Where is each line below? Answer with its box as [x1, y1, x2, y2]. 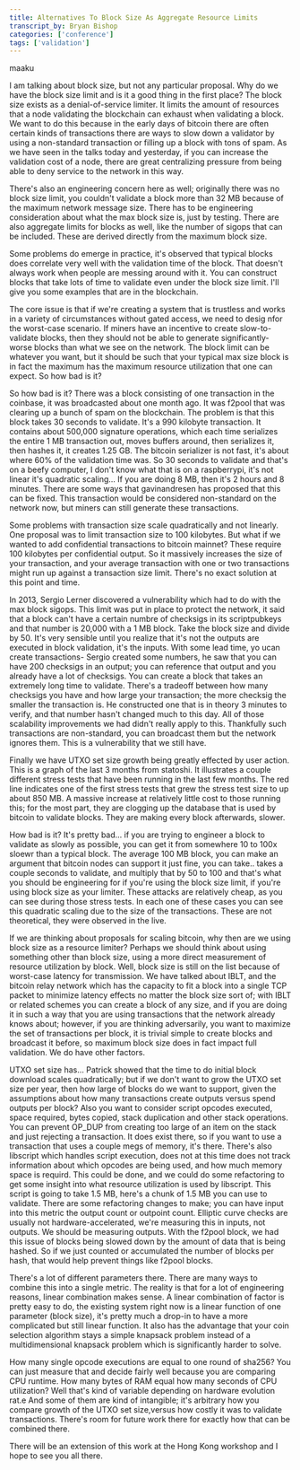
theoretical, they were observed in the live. [9, 915, 167, 926]
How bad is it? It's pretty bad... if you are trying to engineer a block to [9, 829, 266, 840]
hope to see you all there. [9, 1450, 103, 1461]
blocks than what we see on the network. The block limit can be [34, 342, 270, 353]
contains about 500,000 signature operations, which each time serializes [9, 426, 279, 437]
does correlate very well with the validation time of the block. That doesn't [9, 258, 284, 269]
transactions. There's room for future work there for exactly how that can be [9, 1414, 291, 1425]
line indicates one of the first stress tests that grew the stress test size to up [9, 783, 289, 794]
